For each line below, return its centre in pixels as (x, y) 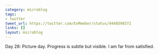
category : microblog (26, 10)
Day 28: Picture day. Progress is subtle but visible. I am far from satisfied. (80, 46)
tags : (11, 14)
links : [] (15, 28)
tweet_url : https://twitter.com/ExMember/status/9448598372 (68, 23)
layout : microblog (24, 32)
